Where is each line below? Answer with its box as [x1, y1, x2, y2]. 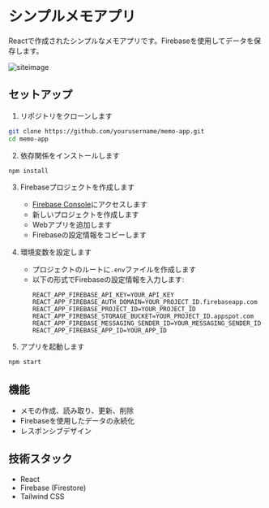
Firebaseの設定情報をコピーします [32, 230, 147, 240]
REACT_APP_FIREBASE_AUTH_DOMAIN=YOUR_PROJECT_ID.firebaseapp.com [32, 298, 258, 306]
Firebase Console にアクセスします [32, 200, 148, 210]
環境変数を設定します [19, 247, 92, 257]
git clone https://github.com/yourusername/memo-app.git [8, 127, 205, 135]
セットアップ [8, 88, 73, 102]
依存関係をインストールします [19, 150, 120, 160]
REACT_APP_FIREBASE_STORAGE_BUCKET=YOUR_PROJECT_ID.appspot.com [32, 312, 254, 321]
